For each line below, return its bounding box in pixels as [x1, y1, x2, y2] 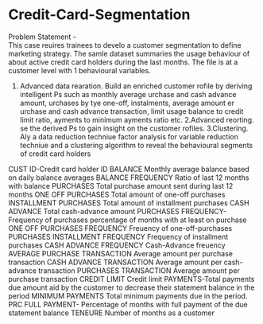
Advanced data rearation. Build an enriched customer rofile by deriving [19, 81, 253, 91]
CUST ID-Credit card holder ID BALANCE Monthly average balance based [8, 164, 250, 174]
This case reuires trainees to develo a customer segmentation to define [8, 40, 242, 49]
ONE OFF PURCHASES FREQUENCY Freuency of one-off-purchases [8, 223, 233, 232]
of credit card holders [19, 149, 91, 158]
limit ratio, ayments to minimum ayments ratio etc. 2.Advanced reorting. [19, 115, 254, 124]
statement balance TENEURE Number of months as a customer [8, 308, 215, 318]
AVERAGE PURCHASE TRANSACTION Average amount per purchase [8, 248, 233, 258]
